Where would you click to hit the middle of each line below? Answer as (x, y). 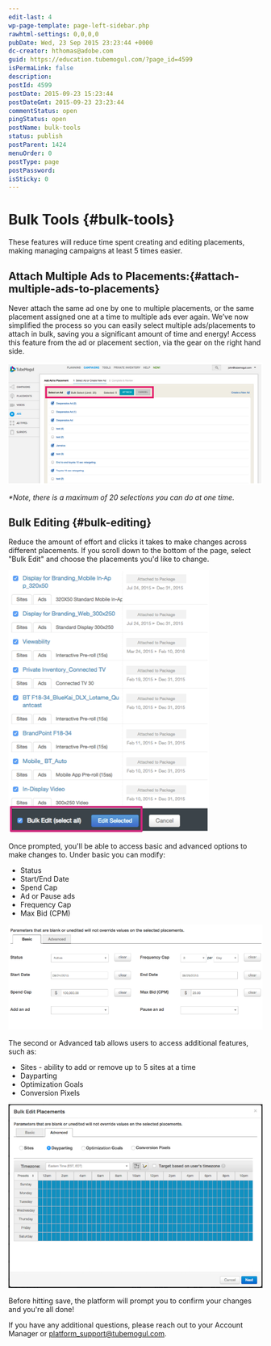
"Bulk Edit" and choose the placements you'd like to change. (109, 559)
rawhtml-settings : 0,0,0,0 (54, 34)
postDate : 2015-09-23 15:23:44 (61, 94)
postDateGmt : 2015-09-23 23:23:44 (67, 102)
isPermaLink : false (41, 69)
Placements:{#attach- (182, 276)
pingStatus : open (38, 120)
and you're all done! (42, 1309)
